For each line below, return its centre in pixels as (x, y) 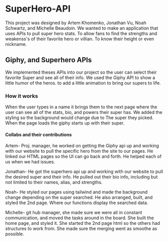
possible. (15, 234)
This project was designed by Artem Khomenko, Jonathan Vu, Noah (76, 23)
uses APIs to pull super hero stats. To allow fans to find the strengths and (81, 33)
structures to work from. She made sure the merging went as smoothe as (81, 229)
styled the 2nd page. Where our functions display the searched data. (77, 203)
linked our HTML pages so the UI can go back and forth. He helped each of (83, 156)
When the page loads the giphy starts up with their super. (65, 123)
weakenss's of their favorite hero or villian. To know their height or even (80, 39)
